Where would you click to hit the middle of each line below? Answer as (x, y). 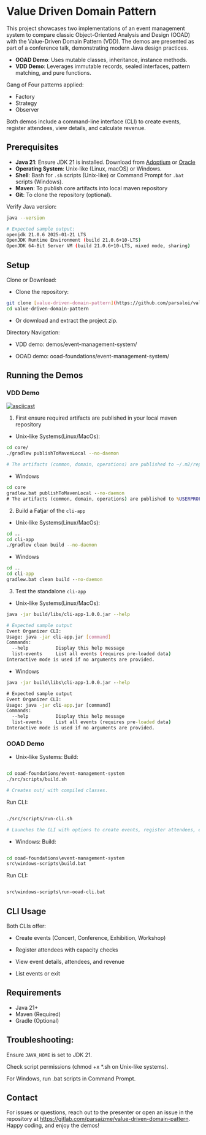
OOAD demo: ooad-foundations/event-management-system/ (92, 356)
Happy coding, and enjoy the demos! (53, 1125)
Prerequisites (32, 148)
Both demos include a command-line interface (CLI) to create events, (94, 121)
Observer (27, 109)
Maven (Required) (38, 1014)
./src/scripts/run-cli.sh (39, 818)
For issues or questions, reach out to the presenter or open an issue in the (100, 1112)
